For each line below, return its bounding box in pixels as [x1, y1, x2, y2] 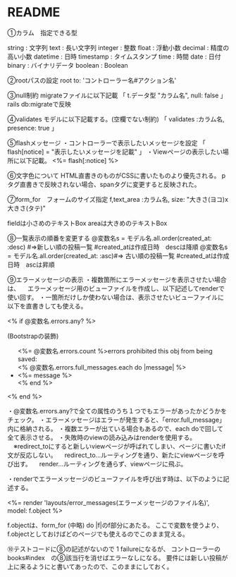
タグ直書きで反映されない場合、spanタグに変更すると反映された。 [7, 180, 201, 188]
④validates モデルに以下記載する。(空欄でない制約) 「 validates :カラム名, [7, 114, 225, 123]
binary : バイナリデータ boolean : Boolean [7, 61, 128, 69]
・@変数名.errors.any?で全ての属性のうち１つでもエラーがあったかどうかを [7, 406, 228, 415]
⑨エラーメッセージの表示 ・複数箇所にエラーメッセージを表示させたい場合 [7, 275, 227, 284]
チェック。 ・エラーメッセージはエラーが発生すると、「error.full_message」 [7, 415, 225, 424]
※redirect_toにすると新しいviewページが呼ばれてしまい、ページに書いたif [13, 442, 226, 450]
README [7, 4, 61, 20]
